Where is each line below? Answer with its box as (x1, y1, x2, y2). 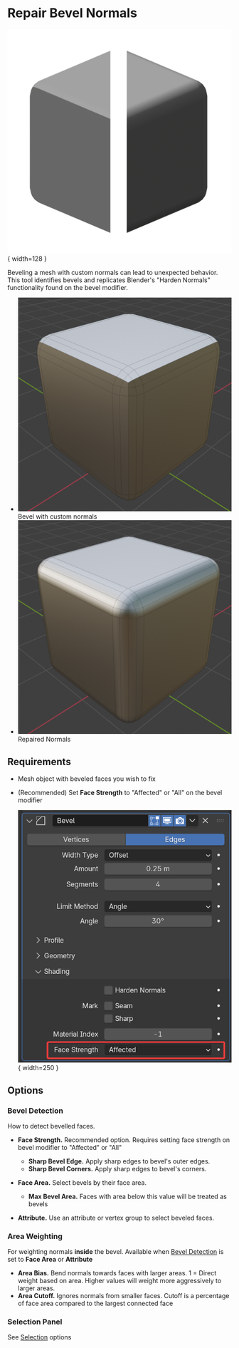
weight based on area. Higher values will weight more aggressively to (17, 1277, 222, 1285)
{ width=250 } (17, 1064, 59, 1072)
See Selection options (7, 1333, 72, 1342)
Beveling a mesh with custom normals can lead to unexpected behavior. (7, 268, 218, 276)
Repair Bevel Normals (7, 5, 137, 21)
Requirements (7, 755, 71, 767)
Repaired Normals (17, 735, 71, 744)
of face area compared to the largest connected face (17, 1299, 174, 1308)
